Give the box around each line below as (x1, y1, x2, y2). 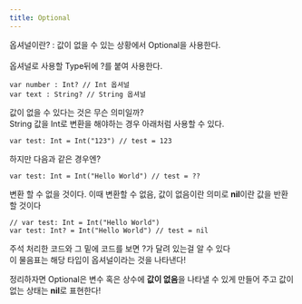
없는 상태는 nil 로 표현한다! (9, 285, 102, 296)
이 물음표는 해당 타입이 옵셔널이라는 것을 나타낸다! (9, 254, 187, 265)
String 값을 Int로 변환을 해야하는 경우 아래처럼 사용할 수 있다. (9, 118, 225, 129)
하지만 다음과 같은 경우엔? (9, 153, 102, 164)
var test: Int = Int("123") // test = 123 (9, 136, 172, 145)
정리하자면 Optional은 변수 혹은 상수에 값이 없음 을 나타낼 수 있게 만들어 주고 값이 (9, 273, 295, 284)
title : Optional (9, 13, 71, 23)
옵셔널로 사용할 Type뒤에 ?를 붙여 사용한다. (9, 60, 163, 71)
